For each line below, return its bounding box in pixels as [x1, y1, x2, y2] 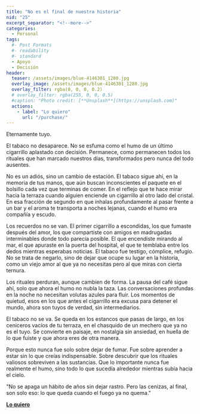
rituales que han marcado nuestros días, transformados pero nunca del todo [6, 155, 194, 162]
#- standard [11, 53, 42, 59]
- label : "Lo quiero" [17, 109, 70, 115]
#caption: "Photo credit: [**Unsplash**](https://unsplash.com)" [11, 97, 178, 103]
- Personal [11, 31, 39, 37]
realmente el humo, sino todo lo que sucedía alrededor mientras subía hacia [6, 365, 193, 372]
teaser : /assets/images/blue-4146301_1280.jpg [11, 75, 130, 81]
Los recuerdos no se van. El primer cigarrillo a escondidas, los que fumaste [6, 222, 192, 230]
